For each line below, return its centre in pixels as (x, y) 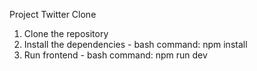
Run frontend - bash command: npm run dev (115, 55)
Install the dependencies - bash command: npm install (135, 44)
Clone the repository (66, 33)
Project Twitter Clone (53, 14)
